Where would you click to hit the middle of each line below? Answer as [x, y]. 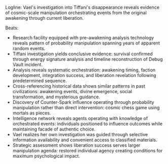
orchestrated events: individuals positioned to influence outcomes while [88, 124]
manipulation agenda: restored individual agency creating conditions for [88, 151]
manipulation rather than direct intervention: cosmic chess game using [86, 108]
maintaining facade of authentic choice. [54, 129]
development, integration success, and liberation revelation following [84, 75]
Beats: [12, 28]
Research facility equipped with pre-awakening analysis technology [83, 38]
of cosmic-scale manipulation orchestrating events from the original [76, 13]
